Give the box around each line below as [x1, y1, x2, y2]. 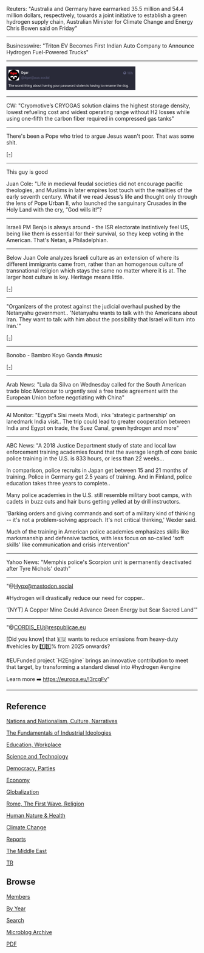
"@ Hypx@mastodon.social [6, 582, 73, 590]
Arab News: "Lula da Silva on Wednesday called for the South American [6, 381, 186, 388]
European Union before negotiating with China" [6, 394, 124, 401]
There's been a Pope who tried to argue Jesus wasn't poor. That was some [6, 132, 194, 140]
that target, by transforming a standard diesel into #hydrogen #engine [6, 663, 181, 671]
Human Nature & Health [6, 812, 66, 819]
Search [6, 916, 24, 924]
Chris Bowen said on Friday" [6, 24, 78, 32]
